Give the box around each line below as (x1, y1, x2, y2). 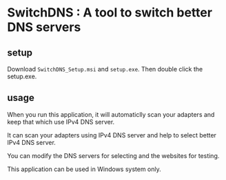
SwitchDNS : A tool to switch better (7, 5, 212, 21)
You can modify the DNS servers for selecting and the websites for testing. (7, 151, 220, 159)
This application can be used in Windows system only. (7, 165, 162, 173)
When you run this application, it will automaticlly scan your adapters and (7, 110, 215, 118)
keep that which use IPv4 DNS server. (7, 117, 115, 126)
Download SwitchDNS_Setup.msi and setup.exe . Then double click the (7, 65, 203, 73)
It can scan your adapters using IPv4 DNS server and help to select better (7, 131, 217, 139)
